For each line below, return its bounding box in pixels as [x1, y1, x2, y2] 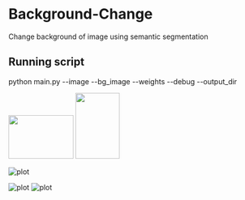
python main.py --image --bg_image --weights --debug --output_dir [8, 76, 238, 86]
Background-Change [8, 5, 153, 23]
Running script [8, 55, 85, 69]
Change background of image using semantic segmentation [8, 32, 208, 41]
